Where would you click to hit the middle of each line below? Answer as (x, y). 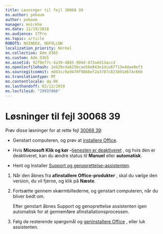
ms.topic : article (25, 39)
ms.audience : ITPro (26, 34)
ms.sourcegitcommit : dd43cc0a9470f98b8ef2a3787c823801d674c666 (74, 72)
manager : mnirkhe (24, 24)
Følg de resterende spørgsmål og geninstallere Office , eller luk (79, 222)
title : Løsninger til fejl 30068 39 (44, 10)
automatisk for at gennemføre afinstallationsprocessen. (71, 212)
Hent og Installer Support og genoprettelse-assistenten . (71, 166)
